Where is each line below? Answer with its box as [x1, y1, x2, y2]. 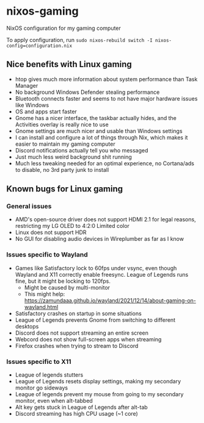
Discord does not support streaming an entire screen [15, 329, 148, 336]
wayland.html [24, 303, 59, 310]
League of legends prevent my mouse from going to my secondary [15, 391, 184, 398]
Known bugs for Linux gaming [6, 184, 123, 194]
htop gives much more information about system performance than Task [15, 75, 198, 83]
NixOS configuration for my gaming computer [6, 24, 121, 32]
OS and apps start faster [15, 108, 78, 115]
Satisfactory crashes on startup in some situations [15, 310, 142, 317]
